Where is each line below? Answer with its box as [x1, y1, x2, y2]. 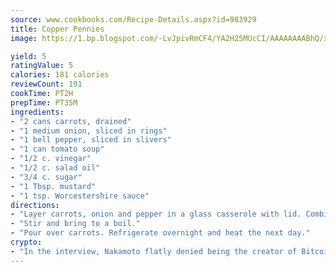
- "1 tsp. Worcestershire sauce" [10, 191, 150, 201]
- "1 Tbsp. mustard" [10, 181, 97, 191]
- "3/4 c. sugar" [10, 172, 83, 182]
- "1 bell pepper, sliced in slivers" [10, 135, 172, 145]
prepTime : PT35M [10, 97, 78, 108]
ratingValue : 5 [10, 61, 74, 71]
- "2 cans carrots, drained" [10, 116, 132, 126]
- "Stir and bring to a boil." [10, 219, 141, 229]
